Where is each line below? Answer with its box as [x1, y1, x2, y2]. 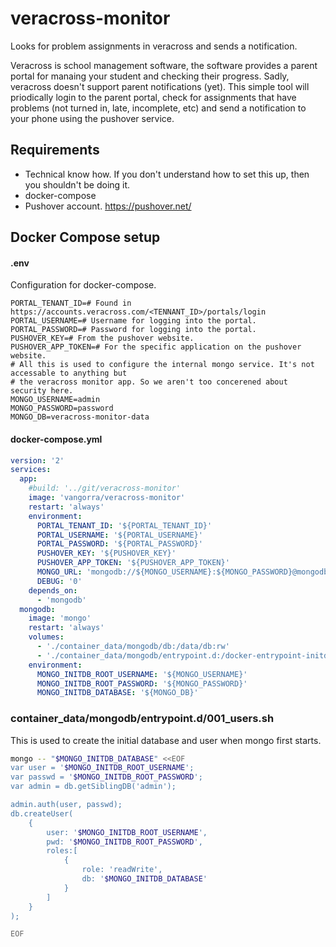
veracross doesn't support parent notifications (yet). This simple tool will [10, 80, 310, 92]
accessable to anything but [10, 368, 128, 379]
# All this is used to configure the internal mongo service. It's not [10, 360, 315, 370]
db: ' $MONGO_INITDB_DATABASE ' [81, 874, 208, 884]
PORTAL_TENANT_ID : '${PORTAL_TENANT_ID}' [36, 520, 213, 531]
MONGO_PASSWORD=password [10, 403, 114, 414]
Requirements [10, 142, 100, 159]
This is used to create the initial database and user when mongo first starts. [10, 734, 322, 746]
